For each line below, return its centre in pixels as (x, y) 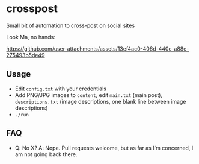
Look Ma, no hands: (31, 37)
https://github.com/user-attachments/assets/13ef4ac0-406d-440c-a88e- (98, 49)
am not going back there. (46, 154)
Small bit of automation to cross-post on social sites (71, 25)
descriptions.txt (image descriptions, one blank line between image (100, 101)
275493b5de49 (26, 55)
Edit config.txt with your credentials (61, 89)
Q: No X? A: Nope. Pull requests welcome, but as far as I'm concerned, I (104, 148)
